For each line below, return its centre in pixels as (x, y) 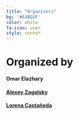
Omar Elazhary (25, 78)
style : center (24, 33)
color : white (22, 22)
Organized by (40, 62)
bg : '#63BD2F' (24, 17)
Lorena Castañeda (29, 105)
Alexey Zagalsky (27, 92)
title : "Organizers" (32, 11)
